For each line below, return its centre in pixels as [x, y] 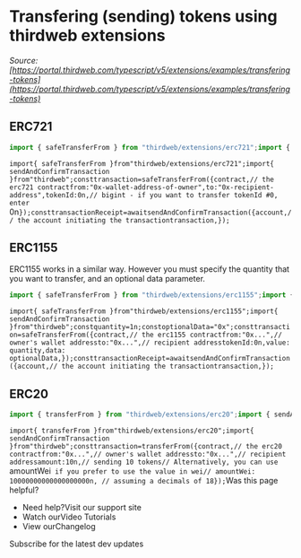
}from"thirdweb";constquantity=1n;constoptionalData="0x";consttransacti [150, 327]
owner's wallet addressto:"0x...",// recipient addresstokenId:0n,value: [150, 343]
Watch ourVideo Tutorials [69, 517]
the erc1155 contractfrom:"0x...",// [212, 335]
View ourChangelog [59, 526]
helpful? [24, 490]
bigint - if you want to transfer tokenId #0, [190, 195]
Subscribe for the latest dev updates [77, 544]
